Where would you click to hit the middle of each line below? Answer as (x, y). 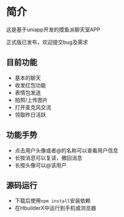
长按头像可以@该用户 (40, 165)
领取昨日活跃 (30, 114)
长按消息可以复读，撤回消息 (48, 157)
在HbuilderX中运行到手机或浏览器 (55, 208)
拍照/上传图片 (31, 100)
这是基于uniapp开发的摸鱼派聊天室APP (53, 29)
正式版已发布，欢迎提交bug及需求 (47, 42)
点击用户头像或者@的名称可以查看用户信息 (66, 150)
